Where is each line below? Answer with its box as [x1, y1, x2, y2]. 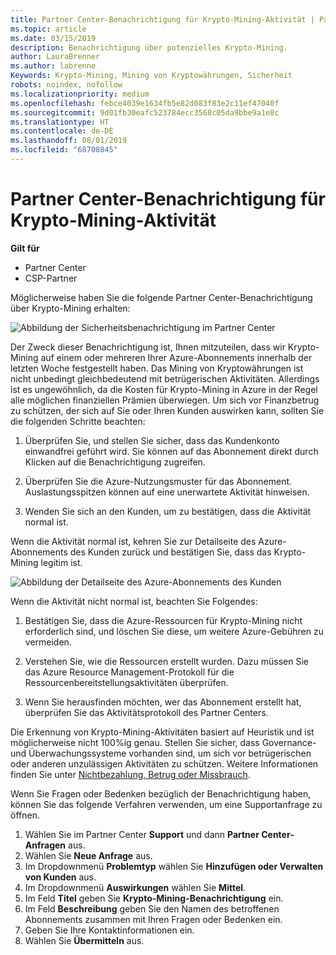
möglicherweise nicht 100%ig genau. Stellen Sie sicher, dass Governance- [10, 736, 317, 748]
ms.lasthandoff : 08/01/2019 [10, 136, 128, 146]
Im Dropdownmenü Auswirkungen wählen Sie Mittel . [24, 881, 247, 893]
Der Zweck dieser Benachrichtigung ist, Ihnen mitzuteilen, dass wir [10, 341, 286, 353]
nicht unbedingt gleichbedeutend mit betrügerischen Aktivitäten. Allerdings [10, 372, 320, 385]
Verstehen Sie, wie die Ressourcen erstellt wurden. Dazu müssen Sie [24, 655, 309, 667]
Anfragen [24, 839, 67, 851]
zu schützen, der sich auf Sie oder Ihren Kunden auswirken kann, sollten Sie [10, 404, 325, 416]
